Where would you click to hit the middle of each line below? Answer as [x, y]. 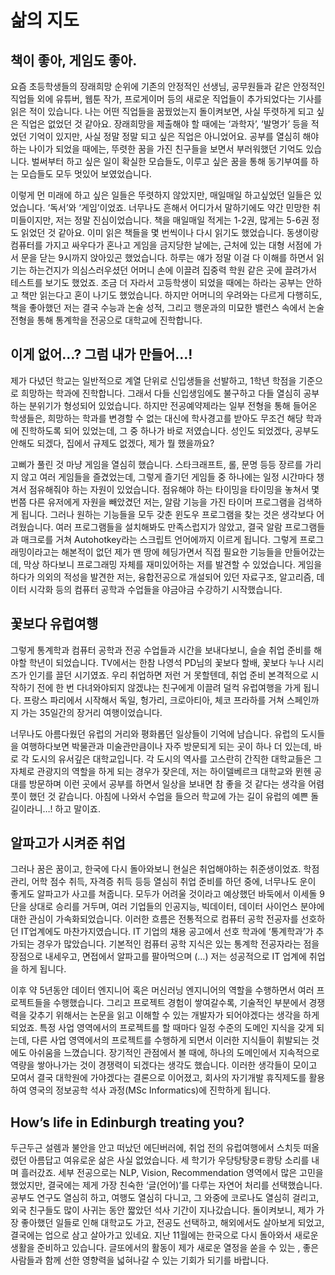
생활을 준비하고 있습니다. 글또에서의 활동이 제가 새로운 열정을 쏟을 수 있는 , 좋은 [165, 1248]
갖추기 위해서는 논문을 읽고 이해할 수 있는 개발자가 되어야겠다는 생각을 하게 [174, 1015]
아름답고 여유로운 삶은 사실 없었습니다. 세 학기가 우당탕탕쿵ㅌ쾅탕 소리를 [169, 1160]
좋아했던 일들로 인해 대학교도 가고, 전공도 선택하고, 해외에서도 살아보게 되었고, [172, 1223]
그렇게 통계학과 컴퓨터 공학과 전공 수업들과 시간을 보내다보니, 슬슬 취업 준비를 [161, 650]
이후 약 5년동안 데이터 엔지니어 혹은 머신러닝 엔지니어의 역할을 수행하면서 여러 [162, 990]
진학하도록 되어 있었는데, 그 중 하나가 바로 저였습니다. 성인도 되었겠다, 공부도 [170, 430]
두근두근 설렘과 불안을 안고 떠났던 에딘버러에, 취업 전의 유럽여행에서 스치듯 [156, 1148]
